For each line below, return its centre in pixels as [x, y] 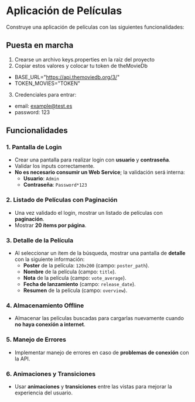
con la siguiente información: [49, 259]
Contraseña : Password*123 [55, 185]
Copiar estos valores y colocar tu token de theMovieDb [81, 66]
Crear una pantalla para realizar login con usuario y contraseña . [93, 160]
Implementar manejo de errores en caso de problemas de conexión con [102, 352]
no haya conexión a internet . [50, 324]
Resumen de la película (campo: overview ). [75, 290]
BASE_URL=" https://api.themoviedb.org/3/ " [67, 77]
